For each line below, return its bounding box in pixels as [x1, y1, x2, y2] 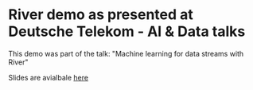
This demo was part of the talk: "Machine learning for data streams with [8, 49, 244, 58]
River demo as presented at [8, 6, 193, 24]
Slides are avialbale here [8, 72, 89, 82]
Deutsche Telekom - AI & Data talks [8, 22, 246, 41]
